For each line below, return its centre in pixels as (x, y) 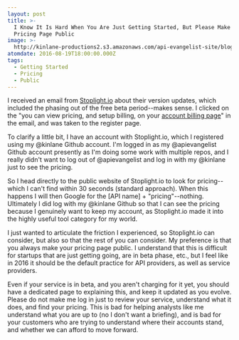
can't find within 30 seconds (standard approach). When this (119, 189)
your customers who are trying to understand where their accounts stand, (116, 322)
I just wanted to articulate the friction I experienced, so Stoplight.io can (111, 233)
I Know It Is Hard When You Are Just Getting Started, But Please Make (122, 27)
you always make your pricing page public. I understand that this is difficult (117, 248)
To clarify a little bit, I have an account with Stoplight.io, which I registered (116, 137)
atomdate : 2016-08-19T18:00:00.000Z (62, 54)
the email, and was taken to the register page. (74, 123)
